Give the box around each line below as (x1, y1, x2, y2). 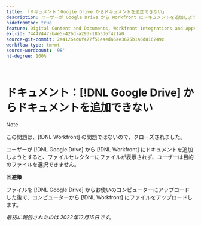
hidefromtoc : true (6, 20, 52, 26)
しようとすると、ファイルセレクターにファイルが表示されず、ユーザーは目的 (6, 153, 194, 160)
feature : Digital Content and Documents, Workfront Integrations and (6, 25, 184, 32)
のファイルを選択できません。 (6, 160, 80, 168)
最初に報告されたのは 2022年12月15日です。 (6, 213, 115, 221)
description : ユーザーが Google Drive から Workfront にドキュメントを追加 (6, 14, 184, 20)
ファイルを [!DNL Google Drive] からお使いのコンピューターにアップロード (6, 186, 190, 193)
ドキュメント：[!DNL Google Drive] (6, 86, 181, 99)
